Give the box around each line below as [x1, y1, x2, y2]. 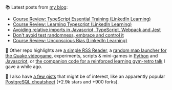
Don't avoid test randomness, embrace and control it [12, 32, 124, 38]
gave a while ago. [5, 64, 42, 70]
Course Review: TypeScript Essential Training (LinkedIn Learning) [12, 16, 151, 22]
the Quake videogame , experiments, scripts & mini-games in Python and [5, 53, 158, 58]
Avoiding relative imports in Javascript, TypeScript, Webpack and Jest [12, 27, 161, 33]
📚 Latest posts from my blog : [5, 4, 68, 10]
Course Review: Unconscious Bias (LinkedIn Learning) [12, 38, 127, 43]
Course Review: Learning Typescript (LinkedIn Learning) [12, 21, 132, 27]
